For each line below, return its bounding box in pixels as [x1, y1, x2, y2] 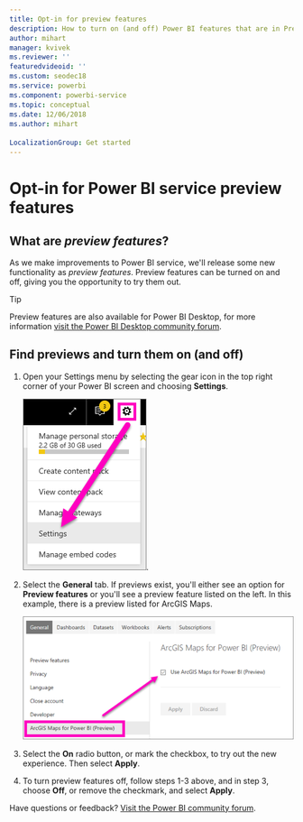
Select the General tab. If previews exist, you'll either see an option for [22, 578, 286, 590]
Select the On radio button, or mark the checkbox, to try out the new [22, 748, 277, 759]
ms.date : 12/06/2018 [9, 109, 87, 119]
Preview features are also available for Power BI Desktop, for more [9, 311, 256, 322]
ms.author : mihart [9, 119, 78, 128]
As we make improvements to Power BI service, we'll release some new [9, 257, 276, 268]
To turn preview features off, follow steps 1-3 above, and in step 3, [22, 775, 269, 786]
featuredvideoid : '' [9, 62, 87, 71]
